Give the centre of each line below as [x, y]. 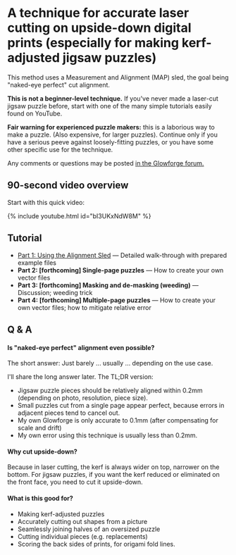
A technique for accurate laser [98, 13]
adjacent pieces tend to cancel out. [69, 413]
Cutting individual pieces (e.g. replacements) [82, 536]
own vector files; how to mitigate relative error [84, 307]
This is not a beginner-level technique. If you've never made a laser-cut [113, 98]
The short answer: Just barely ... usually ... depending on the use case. [110, 363]
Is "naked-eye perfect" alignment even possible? [81, 347]
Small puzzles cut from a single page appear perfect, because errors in [121, 406]
